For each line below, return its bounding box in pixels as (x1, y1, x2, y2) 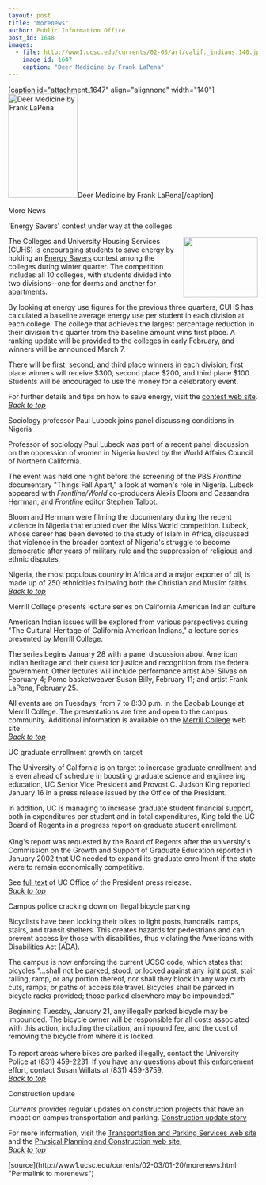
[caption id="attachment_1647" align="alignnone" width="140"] (8, 85, 215, 94)
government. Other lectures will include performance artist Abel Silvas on (8, 666, 248, 676)
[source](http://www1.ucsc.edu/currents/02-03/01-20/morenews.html (8, 1160, 237, 1169)
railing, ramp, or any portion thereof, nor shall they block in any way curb (8, 974, 245, 983)
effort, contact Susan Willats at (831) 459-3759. (8, 1065, 164, 1074)
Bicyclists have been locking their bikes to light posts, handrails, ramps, (8, 916, 241, 926)
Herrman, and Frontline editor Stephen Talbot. (8, 497, 158, 506)
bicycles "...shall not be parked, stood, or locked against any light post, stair (8, 966, 255, 975)
